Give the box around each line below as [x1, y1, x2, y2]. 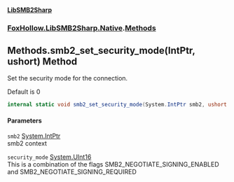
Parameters [7, 116, 42, 125]
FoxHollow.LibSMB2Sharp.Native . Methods [7, 23, 156, 33]
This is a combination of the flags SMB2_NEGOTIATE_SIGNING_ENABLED [7, 160, 219, 169]
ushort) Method [7, 55, 78, 67]
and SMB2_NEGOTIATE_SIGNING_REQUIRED [7, 168, 137, 176]
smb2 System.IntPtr [7, 132, 61, 140]
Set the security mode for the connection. [7, 74, 128, 83]
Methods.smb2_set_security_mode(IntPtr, [7, 44, 195, 56]
